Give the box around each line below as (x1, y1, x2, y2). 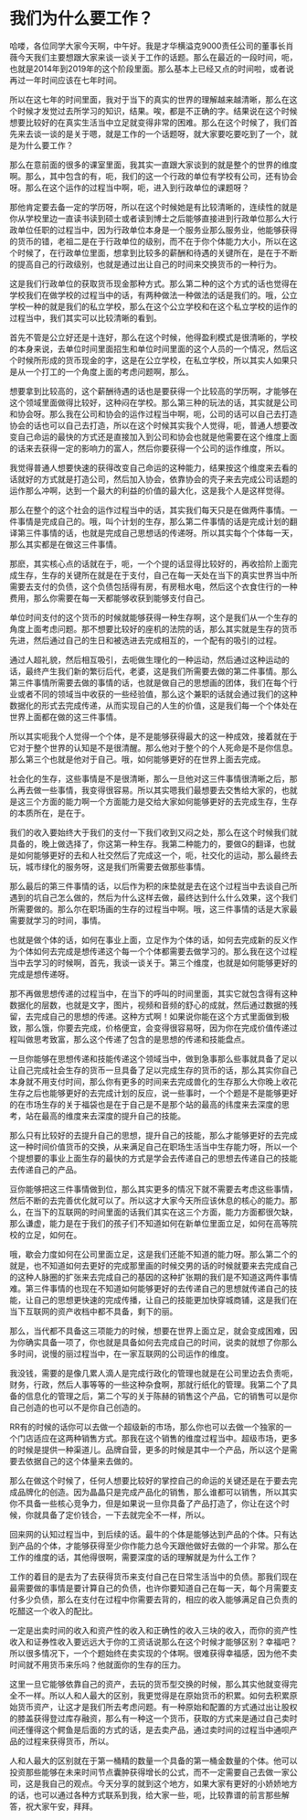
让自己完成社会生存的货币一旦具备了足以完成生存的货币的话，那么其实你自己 (9, 1065, 298, 1076)
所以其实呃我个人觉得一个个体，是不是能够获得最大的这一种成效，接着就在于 (9, 731, 298, 742)
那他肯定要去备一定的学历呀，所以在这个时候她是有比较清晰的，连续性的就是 (9, 201, 298, 212)
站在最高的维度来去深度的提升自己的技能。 (25, 1110, 185, 1121)
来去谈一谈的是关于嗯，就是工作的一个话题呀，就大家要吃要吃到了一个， (16, 128, 290, 139)
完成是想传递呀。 (9, 969, 74, 980)
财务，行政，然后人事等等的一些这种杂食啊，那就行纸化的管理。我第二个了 (9, 1378, 290, 1390)
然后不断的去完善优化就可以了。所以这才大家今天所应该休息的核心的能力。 (9, 1194, 290, 1205)
